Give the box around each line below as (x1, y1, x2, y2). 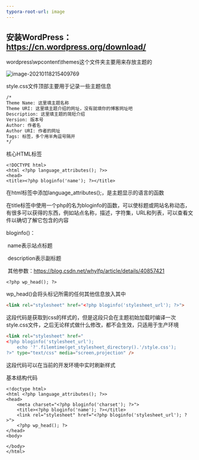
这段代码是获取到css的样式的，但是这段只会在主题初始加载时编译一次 (6, 314, 176, 321)
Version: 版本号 (6, 117, 44, 123)
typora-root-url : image (6, 8, 65, 15)
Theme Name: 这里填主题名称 (6, 100, 70, 106)
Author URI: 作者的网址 (6, 128, 61, 134)
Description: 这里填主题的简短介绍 (6, 111, 85, 117)
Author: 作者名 (6, 122, 41, 128)
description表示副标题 (7, 254, 62, 262)
